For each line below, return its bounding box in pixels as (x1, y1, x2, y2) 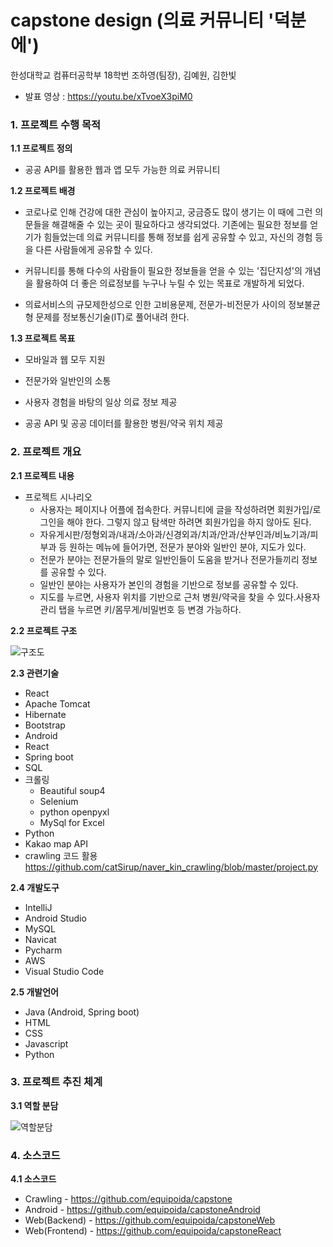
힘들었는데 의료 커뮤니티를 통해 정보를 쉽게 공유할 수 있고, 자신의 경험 (43, 231, 313, 243)
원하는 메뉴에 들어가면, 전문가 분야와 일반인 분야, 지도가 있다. (69, 541, 307, 553)
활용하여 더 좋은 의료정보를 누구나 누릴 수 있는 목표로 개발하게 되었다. (35, 277, 305, 290)
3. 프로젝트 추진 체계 (10, 1075, 103, 1089)
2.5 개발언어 (10, 986, 59, 998)
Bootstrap (24, 719, 66, 731)
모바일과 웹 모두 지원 (24, 354, 106, 366)
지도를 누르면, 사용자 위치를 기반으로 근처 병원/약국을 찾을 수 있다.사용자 (39, 591, 321, 603)
